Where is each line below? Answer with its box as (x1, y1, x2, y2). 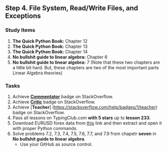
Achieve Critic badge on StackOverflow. (12, 99, 96, 105)
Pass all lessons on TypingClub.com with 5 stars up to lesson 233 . (12, 115, 151, 121)
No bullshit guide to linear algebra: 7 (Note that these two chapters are (12, 59, 160, 65)
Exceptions (5, 12, 41, 20)
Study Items (5, 27, 35, 34)
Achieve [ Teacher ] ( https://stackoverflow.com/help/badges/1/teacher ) (12, 104, 157, 110)
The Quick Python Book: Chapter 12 (12, 38, 87, 44)
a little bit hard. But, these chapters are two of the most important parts (12, 64, 159, 70)
